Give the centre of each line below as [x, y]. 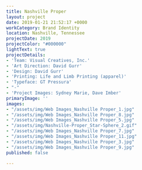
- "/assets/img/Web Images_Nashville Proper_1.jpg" [70, 109]
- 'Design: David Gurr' [35, 71]
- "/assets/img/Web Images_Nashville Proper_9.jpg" [70, 147]
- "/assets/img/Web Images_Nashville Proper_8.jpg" [70, 115]
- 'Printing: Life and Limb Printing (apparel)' [66, 77]
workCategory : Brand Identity [43, 28]
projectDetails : [26, 55]
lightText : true [26, 50]
